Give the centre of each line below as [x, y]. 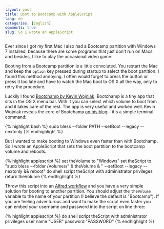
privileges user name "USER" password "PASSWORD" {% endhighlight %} [80, 221]
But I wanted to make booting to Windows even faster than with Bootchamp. [82, 141]
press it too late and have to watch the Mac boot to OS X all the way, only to [81, 82]
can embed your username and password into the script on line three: [75, 207]
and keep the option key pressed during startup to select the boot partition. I [82, 71]
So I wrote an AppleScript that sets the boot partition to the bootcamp [75, 146]
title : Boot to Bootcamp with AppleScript [49, 14]
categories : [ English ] [28, 23]
